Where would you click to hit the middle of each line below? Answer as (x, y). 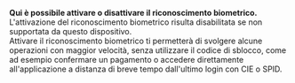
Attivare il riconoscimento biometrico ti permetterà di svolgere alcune (136, 41)
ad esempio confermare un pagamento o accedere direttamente (127, 60)
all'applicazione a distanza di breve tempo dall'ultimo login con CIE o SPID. (146, 69)
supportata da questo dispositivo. (71, 31)
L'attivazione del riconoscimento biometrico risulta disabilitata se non (136, 22)
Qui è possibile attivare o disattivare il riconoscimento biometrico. (133, 13)
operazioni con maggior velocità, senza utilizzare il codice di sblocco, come (148, 50)
